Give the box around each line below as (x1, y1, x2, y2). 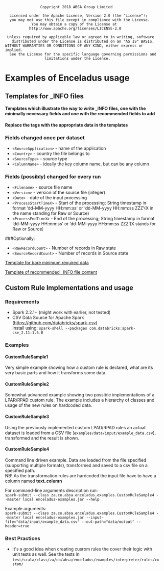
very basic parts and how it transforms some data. (5, 370, 107, 376)
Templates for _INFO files (5, 92, 84, 100)
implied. (5, 48, 23, 52)
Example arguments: (5, 505, 47, 511)
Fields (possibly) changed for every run (5, 173, 101, 180)
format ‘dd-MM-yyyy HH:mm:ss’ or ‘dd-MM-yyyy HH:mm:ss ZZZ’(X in (12, 205, 154, 211)
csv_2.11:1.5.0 (12, 330, 44, 336)
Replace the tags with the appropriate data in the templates (5, 122, 128, 128)
